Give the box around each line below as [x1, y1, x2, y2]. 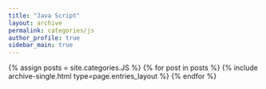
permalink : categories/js [8, 26, 94, 34]
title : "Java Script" [8, 11, 81, 20]
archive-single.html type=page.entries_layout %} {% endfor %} [8, 72, 217, 81]
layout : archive [8, 19, 62, 27]
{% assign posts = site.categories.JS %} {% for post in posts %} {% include [8, 63, 258, 72]
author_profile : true [8, 33, 81, 42]
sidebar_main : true [8, 41, 73, 49]
